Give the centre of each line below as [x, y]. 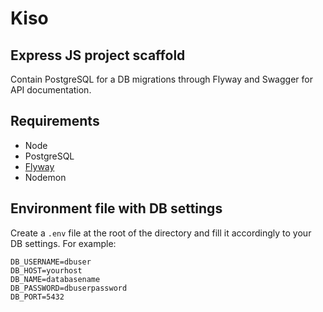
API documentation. [51, 90]
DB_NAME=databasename [55, 279]
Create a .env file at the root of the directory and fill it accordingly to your [161, 233]
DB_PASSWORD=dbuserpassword [69, 288]
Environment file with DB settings [116, 208]
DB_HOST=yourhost [46, 270]
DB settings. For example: [63, 243]
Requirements [55, 121]
